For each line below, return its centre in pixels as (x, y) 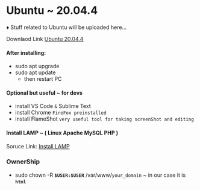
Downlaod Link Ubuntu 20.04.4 (45, 39)
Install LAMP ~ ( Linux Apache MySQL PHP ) (62, 133)
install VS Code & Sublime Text (53, 106)
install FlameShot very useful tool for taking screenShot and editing (105, 119)
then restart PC (43, 79)
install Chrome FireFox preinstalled (61, 113)
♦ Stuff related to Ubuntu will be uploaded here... (67, 27)
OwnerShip (23, 162)
